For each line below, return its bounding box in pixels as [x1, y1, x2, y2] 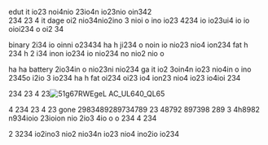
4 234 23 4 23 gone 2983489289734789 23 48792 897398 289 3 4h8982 [8, 105, 261, 114]
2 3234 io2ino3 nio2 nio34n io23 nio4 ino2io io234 [8, 130, 180, 138]
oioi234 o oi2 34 [8, 24, 64, 33]
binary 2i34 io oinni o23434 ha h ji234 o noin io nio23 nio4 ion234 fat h [8, 40, 248, 50]
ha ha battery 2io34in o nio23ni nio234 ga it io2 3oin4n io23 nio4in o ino [8, 64, 252, 74]
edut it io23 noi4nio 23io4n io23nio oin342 [8, 7, 152, 16]
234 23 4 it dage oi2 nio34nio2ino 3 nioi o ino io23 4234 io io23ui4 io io [8, 15, 250, 25]
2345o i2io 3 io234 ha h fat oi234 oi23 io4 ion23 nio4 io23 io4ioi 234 [8, 73, 241, 82]
